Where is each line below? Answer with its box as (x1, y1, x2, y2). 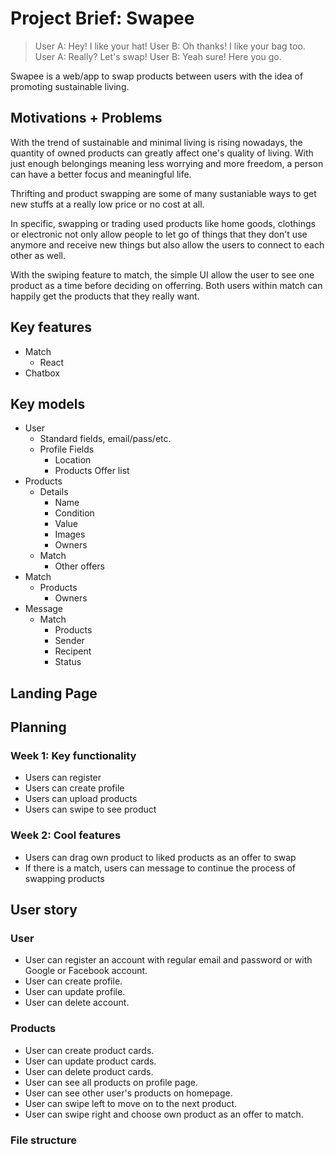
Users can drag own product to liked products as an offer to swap (24, 851, 297, 863)
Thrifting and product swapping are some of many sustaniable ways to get (10, 187, 317, 199)
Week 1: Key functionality (10, 749, 137, 763)
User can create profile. (24, 975, 123, 987)
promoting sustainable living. (10, 80, 130, 92)
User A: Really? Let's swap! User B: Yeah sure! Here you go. (34, 50, 282, 62)
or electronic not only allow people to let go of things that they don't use (10, 228, 308, 240)
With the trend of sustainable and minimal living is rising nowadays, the (10, 136, 303, 148)
